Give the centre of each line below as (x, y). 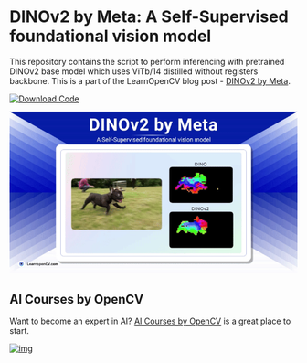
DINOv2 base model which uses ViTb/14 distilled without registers (134, 71)
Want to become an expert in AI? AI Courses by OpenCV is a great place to (150, 321)
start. (20, 331)
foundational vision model (111, 36)
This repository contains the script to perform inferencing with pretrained (147, 61)
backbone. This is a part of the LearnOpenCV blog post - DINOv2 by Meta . (150, 80)
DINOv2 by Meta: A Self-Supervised (149, 17)
